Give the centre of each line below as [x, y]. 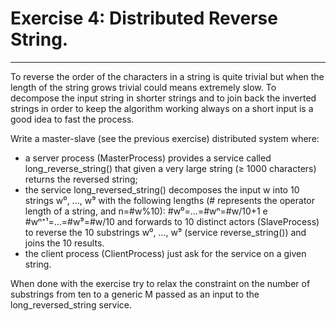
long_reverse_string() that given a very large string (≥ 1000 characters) [170, 168]
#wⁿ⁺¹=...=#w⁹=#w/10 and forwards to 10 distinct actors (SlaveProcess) [172, 221]
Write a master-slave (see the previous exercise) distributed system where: [165, 138]
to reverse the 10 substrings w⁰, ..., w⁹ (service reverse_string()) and [165, 232]
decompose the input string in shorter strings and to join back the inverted [163, 98]
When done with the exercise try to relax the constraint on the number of [160, 283]
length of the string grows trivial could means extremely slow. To [143, 87]
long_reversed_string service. [71, 304]
